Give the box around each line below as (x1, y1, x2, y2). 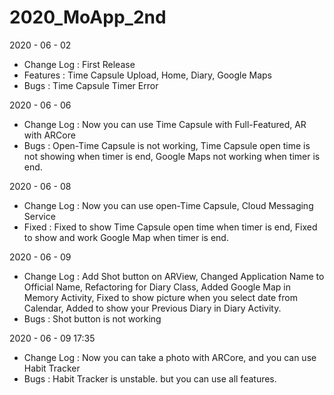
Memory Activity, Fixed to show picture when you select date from (23, 291, 298, 303)
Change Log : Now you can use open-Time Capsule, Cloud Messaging (23, 199, 314, 211)
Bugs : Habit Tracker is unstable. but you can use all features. (23, 372, 277, 385)
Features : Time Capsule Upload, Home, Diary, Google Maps (23, 69, 272, 81)
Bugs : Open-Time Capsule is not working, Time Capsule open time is (23, 139, 311, 151)
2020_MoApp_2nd (9, 6, 167, 29)
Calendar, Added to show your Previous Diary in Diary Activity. (23, 302, 282, 314)
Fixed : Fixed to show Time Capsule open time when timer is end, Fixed (23, 221, 318, 233)
